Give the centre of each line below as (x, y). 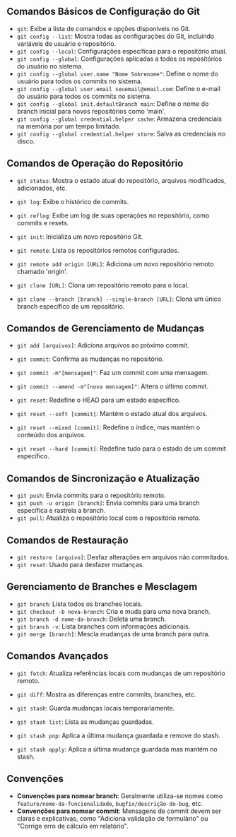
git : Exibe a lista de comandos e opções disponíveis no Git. (104, 28)
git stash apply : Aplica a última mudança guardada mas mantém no (117, 749)
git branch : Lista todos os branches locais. (79, 604)
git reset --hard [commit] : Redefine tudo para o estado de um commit (122, 449)
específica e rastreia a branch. (61, 511)
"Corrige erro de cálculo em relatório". (72, 826)
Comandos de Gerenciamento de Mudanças (106, 329)
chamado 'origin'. (42, 271)
